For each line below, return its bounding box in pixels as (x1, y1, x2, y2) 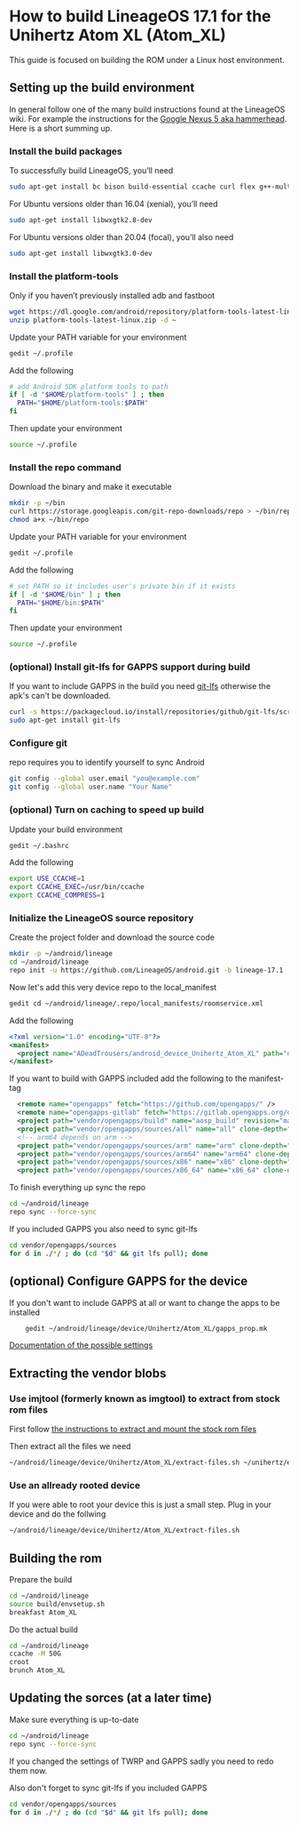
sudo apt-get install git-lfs (9, 716, 122, 725)
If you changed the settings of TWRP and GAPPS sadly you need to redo (9, 1756, 274, 1766)
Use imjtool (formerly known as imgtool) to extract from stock (9, 1392, 281, 1405)
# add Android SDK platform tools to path (9, 382, 169, 391)
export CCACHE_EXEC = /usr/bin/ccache (9, 883, 145, 892)
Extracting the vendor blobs (9, 1365, 167, 1381)
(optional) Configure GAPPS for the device (9, 1274, 248, 1289)
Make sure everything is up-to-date (9, 1714, 139, 1725)
